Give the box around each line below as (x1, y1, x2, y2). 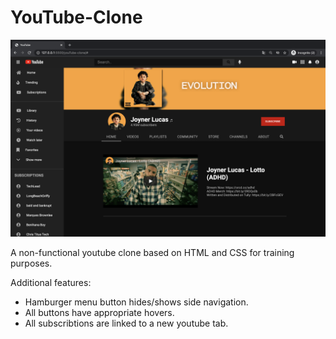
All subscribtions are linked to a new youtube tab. (24, 317, 229, 329)
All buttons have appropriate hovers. (24, 306, 175, 318)
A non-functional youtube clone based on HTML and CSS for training (10, 246, 295, 258)
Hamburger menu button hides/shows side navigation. (24, 296, 249, 308)
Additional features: (10, 276, 92, 288)
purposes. (10, 257, 53, 269)
